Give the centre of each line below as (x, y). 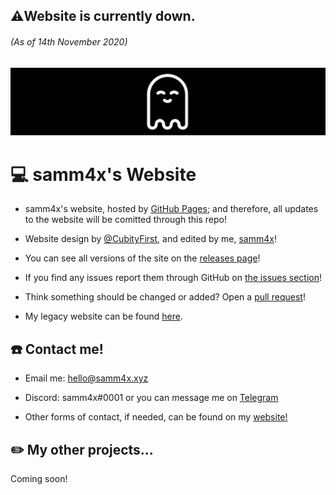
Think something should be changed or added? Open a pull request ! (165, 297)
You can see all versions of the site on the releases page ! (142, 258)
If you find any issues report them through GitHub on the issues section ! (173, 278)
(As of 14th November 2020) (69, 41)
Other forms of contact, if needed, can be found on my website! (156, 417)
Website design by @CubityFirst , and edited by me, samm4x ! (150, 239)
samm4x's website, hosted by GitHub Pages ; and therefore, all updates (171, 209)
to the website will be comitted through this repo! (125, 220)
